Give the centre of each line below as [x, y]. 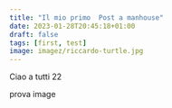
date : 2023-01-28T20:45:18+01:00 [72, 26]
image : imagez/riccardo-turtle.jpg [76, 51]
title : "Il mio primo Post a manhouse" [87, 18]
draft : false [34, 34]
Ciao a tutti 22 [36, 76]
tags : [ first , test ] [48, 43]
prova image [33, 94]
